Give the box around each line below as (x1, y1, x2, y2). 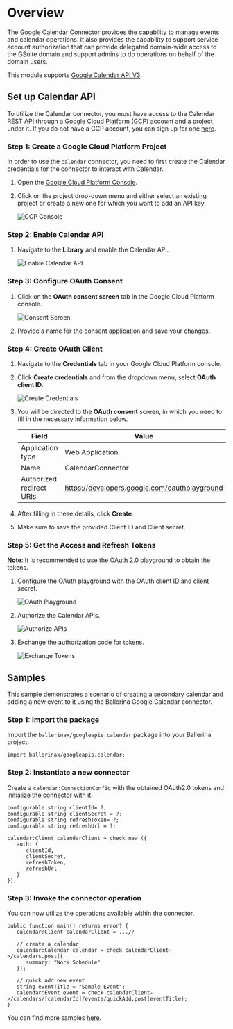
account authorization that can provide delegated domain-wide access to (7, 42, 217, 51)
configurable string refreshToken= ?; (7, 816, 119, 823)
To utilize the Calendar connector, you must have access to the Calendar (7, 109, 215, 117)
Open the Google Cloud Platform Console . (17, 179, 138, 187)
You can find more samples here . (7, 1013, 102, 1022)
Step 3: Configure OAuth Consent (7, 277, 123, 286)
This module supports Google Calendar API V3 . (7, 71, 142, 79)
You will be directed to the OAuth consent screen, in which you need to (17, 407, 223, 415)
